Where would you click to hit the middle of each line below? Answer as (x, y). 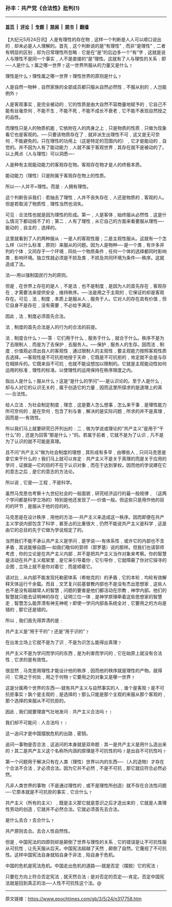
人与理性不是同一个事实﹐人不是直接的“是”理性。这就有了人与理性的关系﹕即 (86, 59)
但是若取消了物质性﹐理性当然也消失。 (46, 203)
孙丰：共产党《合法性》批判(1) (43, 8)
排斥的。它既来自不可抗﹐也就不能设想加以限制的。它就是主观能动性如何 (90, 364)
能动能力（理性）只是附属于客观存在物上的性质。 (57, 175)
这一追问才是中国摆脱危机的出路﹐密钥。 (48, 733)
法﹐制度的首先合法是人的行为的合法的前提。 (52, 327)
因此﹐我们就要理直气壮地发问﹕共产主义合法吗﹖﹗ (59, 711)
